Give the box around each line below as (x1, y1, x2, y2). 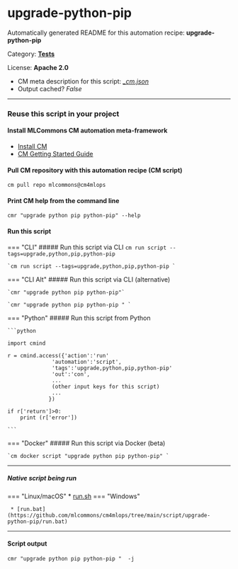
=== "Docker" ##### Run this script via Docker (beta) (7, 439, 166, 447)
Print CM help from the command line (7, 196, 120, 205)
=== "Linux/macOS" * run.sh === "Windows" (7, 492, 140, 500)
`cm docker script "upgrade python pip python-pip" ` (7, 452, 170, 459)
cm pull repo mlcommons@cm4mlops (7, 182, 106, 189)
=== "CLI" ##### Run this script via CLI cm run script (7, 243, 167, 251)
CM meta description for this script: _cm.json (17, 76, 149, 86)
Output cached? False (17, 84, 82, 93)
